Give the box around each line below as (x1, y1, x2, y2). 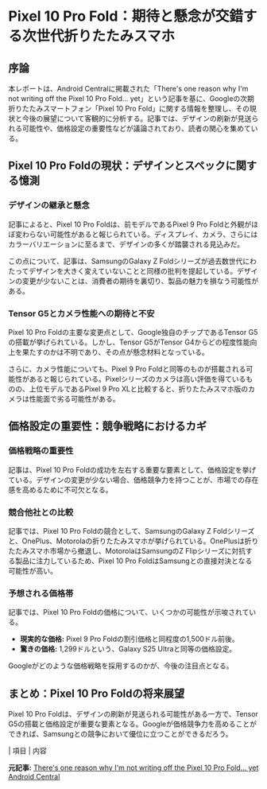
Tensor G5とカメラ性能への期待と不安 (8, 308, 155, 319)
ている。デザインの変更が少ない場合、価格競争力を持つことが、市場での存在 (8, 475, 259, 484)
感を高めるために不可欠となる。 (8, 484, 113, 494)
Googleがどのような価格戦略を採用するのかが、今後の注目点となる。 (8, 661, 234, 670)
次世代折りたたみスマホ (22, 27, 176, 45)
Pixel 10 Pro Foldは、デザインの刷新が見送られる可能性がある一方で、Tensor (8, 709, 258, 719)
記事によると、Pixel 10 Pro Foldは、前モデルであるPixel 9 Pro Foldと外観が (8, 220, 252, 229)
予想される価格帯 (8, 588, 74, 599)
